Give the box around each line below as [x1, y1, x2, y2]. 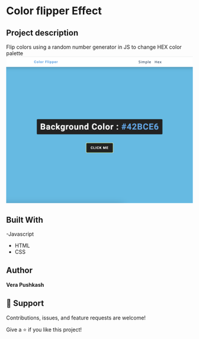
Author [6, 266, 33, 276]
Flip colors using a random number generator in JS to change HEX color [6, 43, 182, 50]
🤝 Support [6, 298, 44, 309]
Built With [6, 215, 43, 225]
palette [6, 50, 24, 57]
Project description [6, 28, 79, 38]
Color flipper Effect [6, 4, 102, 18]
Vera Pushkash [6, 281, 44, 288]
